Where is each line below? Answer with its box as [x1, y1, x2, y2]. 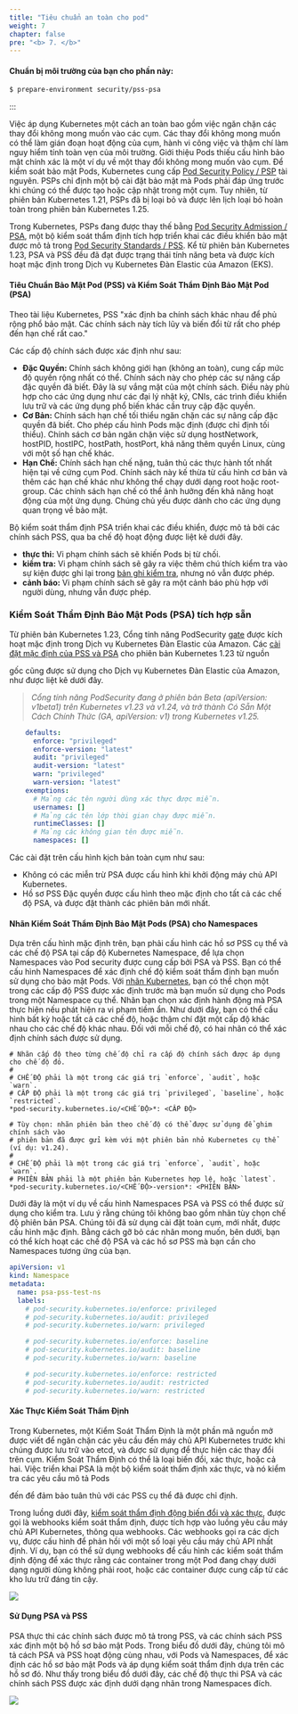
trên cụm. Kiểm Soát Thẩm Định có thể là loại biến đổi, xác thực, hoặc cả [9, 1454, 277, 1464]
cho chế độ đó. [9, 1058, 66, 1067]
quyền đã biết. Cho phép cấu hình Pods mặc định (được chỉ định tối [21, 419, 270, 430]
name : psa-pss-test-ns [17, 1288, 101, 1297]
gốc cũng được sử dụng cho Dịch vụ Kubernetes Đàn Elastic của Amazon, [9, 665, 280, 676]
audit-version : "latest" [32, 762, 125, 770]
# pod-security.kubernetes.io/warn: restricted [25, 1386, 205, 1396]
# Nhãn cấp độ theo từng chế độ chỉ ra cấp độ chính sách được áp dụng [9, 1050, 280, 1059]
